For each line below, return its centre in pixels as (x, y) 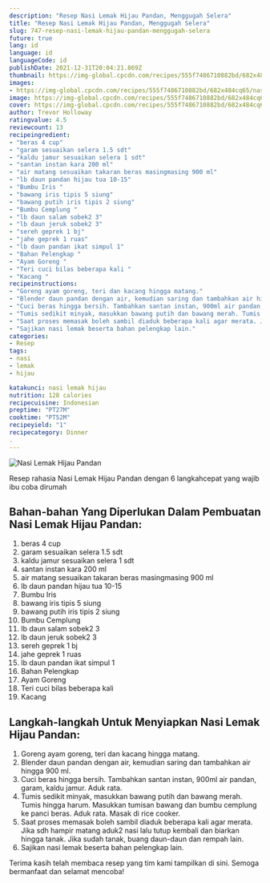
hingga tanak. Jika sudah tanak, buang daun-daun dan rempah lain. (132, 839)
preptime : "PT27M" (40, 410)
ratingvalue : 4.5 (38, 120)
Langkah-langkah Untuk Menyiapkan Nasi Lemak (135, 722)
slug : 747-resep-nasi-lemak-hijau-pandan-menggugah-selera (110, 30)
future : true (31, 38)
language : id (31, 53)
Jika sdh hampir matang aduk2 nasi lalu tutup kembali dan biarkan (130, 831)
